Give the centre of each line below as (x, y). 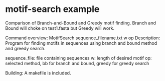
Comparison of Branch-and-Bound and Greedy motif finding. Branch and (81, 23)
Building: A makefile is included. (38, 73)
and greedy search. (25, 48)
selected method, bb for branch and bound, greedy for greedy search (77, 63)
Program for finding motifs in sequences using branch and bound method (81, 43)
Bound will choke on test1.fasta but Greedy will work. (60, 28)
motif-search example (52, 9)
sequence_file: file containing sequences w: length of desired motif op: (78, 58)
